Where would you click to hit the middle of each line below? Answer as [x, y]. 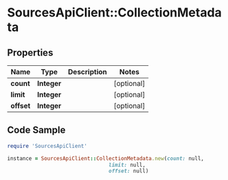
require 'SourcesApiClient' [47, 146]
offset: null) [129, 171]
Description [88, 72]
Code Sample [36, 130]
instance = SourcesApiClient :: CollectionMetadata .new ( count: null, [106, 158]
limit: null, [127, 165]
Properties [30, 53]
